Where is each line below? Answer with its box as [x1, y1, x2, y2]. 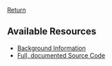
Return [7, 6, 26, 14]
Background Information [16, 44, 86, 52]
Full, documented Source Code [16, 51, 105, 59]
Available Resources [7, 25, 97, 37]
